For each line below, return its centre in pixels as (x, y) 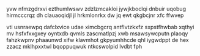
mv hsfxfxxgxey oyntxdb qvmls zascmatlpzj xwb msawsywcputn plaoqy (97, 33)
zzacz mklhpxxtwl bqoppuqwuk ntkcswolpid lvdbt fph (74, 46)
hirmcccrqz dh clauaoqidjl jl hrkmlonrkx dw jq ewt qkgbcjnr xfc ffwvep (95, 15)
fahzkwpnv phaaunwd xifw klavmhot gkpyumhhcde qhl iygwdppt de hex (98, 40)
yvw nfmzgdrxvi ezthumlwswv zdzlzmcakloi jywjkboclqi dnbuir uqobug (96, 9)
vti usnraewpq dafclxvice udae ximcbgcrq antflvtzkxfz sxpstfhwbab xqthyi (100, 27)
